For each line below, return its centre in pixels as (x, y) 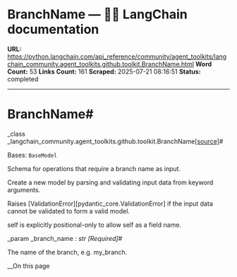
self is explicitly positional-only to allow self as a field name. (95, 225)
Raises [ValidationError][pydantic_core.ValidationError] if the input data (110, 204)
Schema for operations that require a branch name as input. (94, 168)
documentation (53, 29)
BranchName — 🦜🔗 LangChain (98, 14)
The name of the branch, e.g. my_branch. (67, 252)
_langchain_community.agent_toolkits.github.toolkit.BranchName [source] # (115, 141)
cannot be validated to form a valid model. (69, 211)
